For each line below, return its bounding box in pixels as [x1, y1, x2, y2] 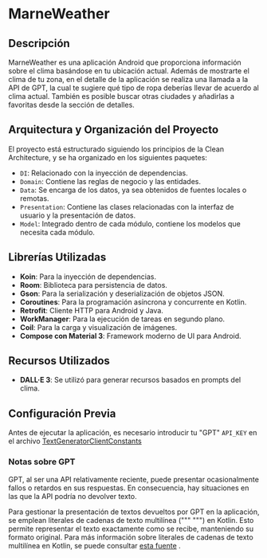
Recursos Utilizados [8, 354, 110, 367]
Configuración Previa [8, 407, 116, 420]
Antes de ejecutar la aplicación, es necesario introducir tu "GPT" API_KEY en [8, 428, 257, 438]
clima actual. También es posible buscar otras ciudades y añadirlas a [8, 92, 235, 100]
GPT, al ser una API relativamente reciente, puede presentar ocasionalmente [8, 474, 259, 484]
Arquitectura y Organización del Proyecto [8, 123, 219, 136]
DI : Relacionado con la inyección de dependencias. [19, 168, 189, 178]
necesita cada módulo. [19, 227, 96, 237]
